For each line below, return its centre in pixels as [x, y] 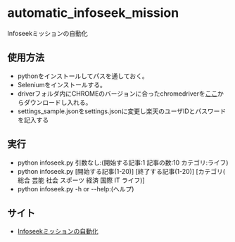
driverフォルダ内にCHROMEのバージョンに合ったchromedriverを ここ [118, 94]
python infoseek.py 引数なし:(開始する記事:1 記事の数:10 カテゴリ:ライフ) [123, 163]
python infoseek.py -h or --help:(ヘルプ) [76, 189]
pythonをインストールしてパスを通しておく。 [83, 76]
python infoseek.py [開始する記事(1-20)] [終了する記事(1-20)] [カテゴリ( [121, 171]
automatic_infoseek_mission [93, 13]
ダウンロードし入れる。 [58, 102]
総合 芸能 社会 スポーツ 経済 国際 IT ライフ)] [81, 180]
